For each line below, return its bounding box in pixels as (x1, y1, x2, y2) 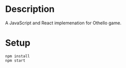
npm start (5, 58, 26, 63)
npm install (5, 54, 30, 59)
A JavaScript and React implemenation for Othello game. (5, 20, 122, 26)
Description (5, 3, 55, 15)
